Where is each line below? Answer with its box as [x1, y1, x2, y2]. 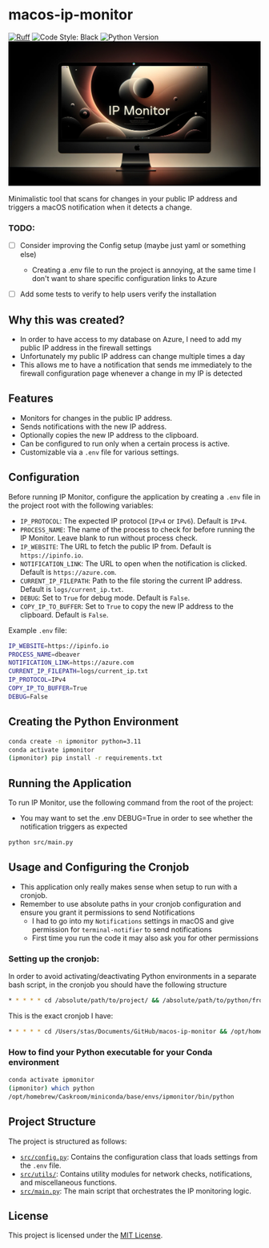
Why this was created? [8, 313, 126, 327]
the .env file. [19, 1160, 62, 1170]
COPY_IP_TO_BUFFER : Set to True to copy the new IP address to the [19, 601, 234, 611]
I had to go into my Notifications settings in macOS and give [31, 916, 235, 925]
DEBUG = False [8, 692, 48, 700]
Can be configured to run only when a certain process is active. [19, 438, 230, 448]
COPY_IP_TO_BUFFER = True [8, 684, 88, 692]
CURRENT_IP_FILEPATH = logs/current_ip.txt [8, 667, 149, 675]
